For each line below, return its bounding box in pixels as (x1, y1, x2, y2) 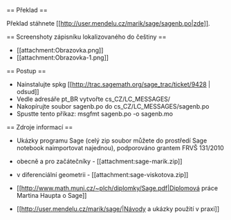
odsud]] (16, 88, 39, 95)
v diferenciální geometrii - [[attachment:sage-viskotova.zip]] (16, 171, 189, 178)
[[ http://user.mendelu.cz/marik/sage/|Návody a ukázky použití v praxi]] (16, 205, 219, 213)
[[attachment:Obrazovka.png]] (16, 46, 104, 54)
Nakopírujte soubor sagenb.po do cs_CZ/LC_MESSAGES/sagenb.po (16, 102, 210, 110)
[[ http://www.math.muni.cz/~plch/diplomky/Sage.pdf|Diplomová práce (16, 184, 219, 192)
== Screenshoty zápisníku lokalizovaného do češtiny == (6, 33, 167, 41)
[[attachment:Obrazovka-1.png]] (16, 53, 109, 62)
